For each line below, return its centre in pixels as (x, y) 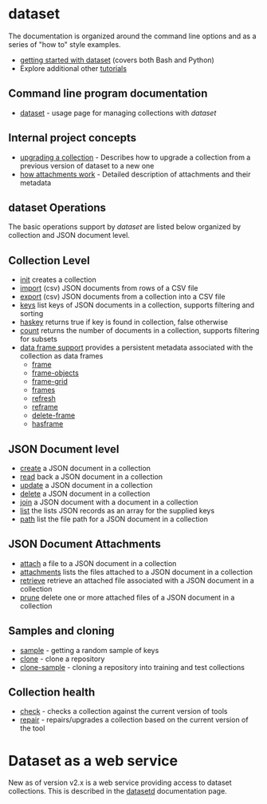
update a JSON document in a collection (86, 485)
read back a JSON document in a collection (91, 477)
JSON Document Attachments (85, 544)
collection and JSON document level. (69, 236)
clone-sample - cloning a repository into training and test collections (132, 667)
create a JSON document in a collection (85, 468)
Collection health (52, 693)
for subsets (38, 339)
